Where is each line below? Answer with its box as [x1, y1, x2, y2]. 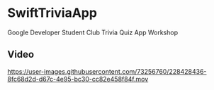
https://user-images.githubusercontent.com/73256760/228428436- [7, 67, 207, 75]
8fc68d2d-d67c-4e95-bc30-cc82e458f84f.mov [7, 75, 149, 83]
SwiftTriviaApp [7, 5, 98, 21]
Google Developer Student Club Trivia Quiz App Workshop [7, 28, 179, 37]
